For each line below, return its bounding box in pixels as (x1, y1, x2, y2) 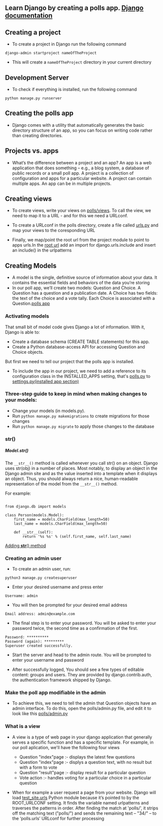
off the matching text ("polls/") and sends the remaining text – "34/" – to (12, 810, 157, 816)
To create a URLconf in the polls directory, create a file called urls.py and (12, 222, 159, 228)
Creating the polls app (5, 109, 74, 117)
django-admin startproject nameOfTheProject (5, 51, 97, 56)
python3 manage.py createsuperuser (5, 575, 77, 580)
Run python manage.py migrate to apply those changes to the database (12, 423, 155, 429)
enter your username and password (12, 657, 84, 663)
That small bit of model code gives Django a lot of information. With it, (5, 324, 145, 330)
